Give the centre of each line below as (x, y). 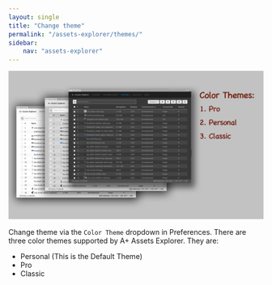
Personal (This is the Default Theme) (81, 257)
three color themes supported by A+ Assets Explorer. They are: (114, 241)
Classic (32, 274)
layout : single (34, 17)
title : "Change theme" (47, 26)
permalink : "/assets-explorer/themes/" (76, 34)
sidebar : (23, 43)
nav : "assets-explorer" (63, 51)
